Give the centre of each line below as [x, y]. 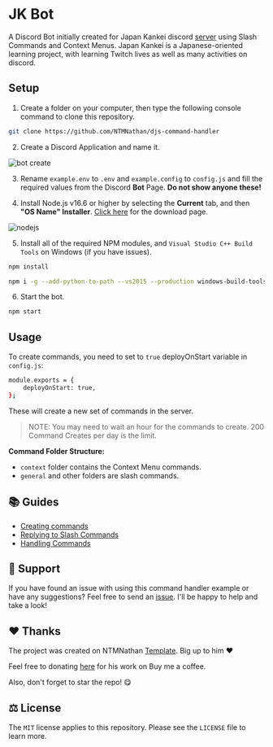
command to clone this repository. [78, 116]
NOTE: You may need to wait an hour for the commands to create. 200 [146, 426]
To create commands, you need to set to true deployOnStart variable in [128, 357]
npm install [28, 266]
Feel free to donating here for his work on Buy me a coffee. [107, 666]
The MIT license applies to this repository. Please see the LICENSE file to [127, 727]
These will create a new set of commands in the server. [101, 411]
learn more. [28, 736]
